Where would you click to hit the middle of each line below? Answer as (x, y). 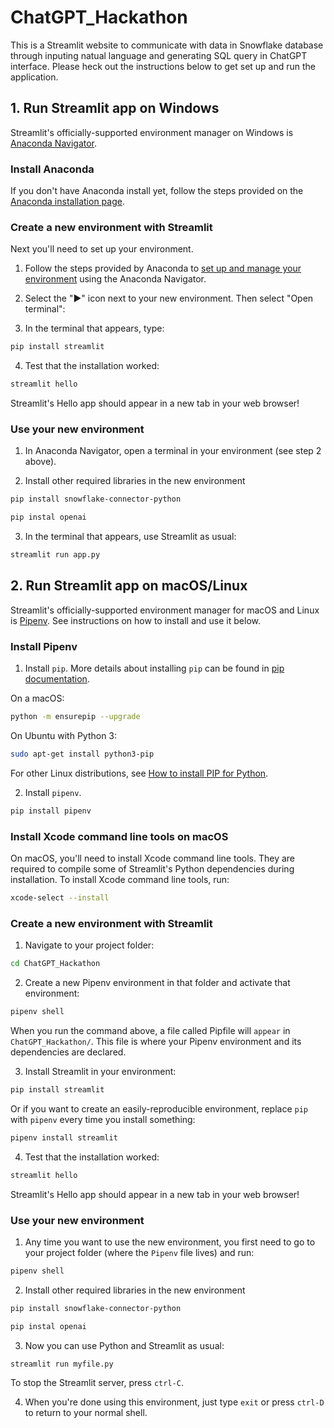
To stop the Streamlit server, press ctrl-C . (97, 1383)
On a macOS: (37, 698)
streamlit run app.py (55, 555)
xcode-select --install (60, 898)
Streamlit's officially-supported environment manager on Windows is (152, 132)
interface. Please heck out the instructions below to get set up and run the (163, 66)
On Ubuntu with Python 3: (64, 735)
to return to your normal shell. (86, 1413)
